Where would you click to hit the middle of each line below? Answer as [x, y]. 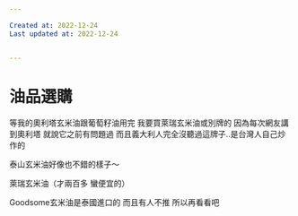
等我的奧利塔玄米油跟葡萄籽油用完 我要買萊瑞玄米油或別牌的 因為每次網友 [145, 123]
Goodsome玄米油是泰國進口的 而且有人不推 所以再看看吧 [114, 203]
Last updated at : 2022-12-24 [64, 34]
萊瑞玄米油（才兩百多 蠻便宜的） [70, 184]
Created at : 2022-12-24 [54, 25]
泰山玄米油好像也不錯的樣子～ [64, 164]
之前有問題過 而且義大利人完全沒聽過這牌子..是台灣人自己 [172, 134]
